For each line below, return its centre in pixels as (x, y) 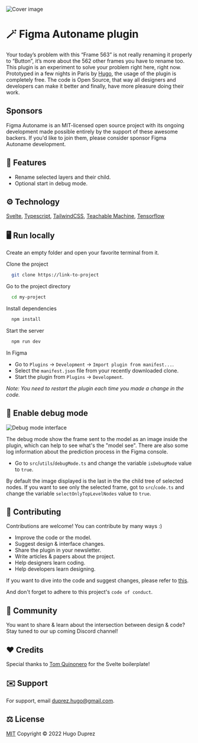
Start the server (25, 330)
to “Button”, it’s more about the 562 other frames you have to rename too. (95, 61)
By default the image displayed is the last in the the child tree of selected (95, 481)
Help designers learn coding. (50, 563)
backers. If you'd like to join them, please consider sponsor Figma (86, 138)
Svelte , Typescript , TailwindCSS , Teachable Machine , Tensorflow (85, 216)
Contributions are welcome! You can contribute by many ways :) (84, 526)
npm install (26, 319)
